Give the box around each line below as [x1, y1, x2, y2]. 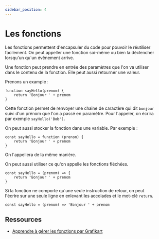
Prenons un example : [5, 79, 49, 84]
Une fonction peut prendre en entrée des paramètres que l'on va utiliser [5, 64, 149, 70]
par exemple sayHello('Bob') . [5, 116, 65, 121]
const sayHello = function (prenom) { [5, 135, 84, 139]
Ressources [5, 215, 42, 223]
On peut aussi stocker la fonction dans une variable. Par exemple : [5, 125, 138, 131]
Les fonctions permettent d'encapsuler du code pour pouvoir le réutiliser [5, 44, 151, 50]
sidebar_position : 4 [5, 7, 47, 12]
